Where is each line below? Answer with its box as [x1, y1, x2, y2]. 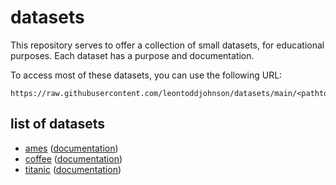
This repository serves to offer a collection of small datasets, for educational [10, 39, 325, 51]
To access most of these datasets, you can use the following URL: [10, 69, 283, 81]
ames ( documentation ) [24, 142, 119, 154]
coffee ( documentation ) [24, 152, 123, 165]
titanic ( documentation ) [24, 163, 122, 175]
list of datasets [10, 116, 105, 133]
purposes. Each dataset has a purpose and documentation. [10, 49, 255, 61]
